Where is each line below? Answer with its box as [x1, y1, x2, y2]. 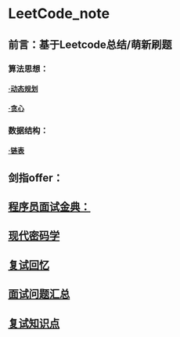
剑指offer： [8, 171, 64, 184]
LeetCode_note [8, 5, 110, 23]
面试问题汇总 [8, 288, 70, 301]
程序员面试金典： [8, 200, 91, 213]
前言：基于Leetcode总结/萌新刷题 [8, 38, 172, 51]
